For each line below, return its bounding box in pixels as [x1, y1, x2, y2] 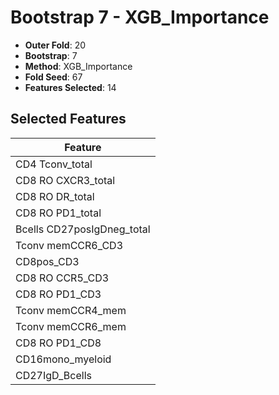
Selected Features [10, 111, 127, 128]
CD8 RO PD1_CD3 [15, 287, 102, 301]
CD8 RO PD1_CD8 [15, 336, 102, 350]
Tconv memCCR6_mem [15, 319, 127, 333]
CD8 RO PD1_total [15, 206, 102, 220]
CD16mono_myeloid [15, 352, 112, 366]
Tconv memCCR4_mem [15, 303, 127, 317]
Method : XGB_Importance [24, 60, 133, 72]
